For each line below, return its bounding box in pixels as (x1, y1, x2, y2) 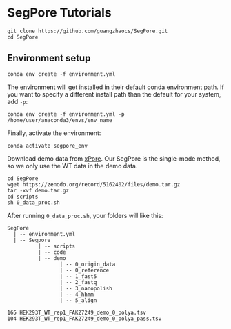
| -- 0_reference (59, 267, 110, 274)
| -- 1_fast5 (59, 272, 97, 280)
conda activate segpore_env (7, 142, 88, 149)
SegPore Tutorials (7, 5, 112, 21)
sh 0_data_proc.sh (7, 199, 60, 206)
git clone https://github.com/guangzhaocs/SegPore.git (7, 28, 168, 34)
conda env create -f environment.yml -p (7, 110, 125, 118)
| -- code (37, 248, 67, 256)
